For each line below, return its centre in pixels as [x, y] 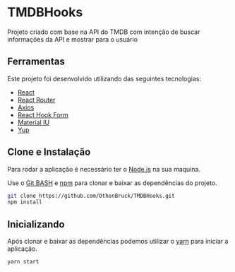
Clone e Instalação [49, 152]
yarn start [23, 262]
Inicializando [36, 224]
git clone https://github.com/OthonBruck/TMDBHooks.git [91, 196]
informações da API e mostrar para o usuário [73, 39]
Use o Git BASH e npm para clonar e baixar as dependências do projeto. [112, 183]
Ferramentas [36, 62]
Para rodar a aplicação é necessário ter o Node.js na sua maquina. [104, 169]
